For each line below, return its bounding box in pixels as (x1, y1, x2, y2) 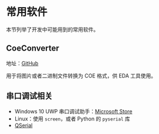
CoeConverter (6, 43, 60, 53)
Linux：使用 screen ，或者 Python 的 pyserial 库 (14, 115, 130, 122)
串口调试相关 (6, 91, 53, 101)
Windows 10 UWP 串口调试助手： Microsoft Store (14, 108, 133, 115)
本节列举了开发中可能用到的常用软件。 (6, 26, 99, 33)
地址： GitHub (6, 59, 39, 66)
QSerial (14, 122, 33, 129)
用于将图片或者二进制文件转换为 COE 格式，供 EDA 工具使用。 (6, 72, 157, 79)
